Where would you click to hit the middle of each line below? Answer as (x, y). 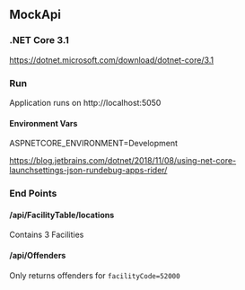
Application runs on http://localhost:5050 (85, 102)
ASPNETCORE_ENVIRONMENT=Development (93, 144)
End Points (33, 194)
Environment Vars (44, 123)
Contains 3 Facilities (47, 235)
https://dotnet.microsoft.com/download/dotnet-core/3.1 (112, 60)
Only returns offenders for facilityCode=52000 (95, 275)
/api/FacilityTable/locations (62, 215)
